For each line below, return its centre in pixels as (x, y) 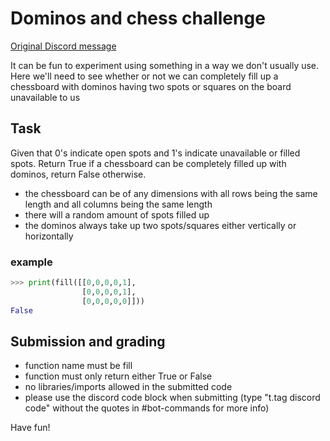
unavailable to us (45, 97)
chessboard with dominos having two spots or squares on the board (151, 86)
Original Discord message (63, 46)
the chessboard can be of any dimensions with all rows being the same (171, 193)
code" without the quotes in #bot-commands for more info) (147, 408)
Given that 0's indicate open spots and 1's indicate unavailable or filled (155, 153)
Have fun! (30, 428)
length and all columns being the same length (118, 204)
